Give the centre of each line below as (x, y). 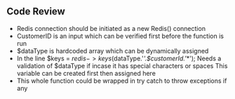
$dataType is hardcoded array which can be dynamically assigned (113, 51)
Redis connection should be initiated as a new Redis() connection (111, 28)
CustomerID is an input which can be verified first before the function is (120, 36)
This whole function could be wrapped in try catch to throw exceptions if (122, 81)
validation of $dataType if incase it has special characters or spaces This (122, 65)
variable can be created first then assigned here (86, 73)
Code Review (36, 12)
